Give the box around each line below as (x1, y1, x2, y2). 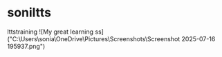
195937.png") (7, 42, 46, 50)
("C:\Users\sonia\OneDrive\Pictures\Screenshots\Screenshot (7, 34, 181, 43)
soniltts (7, 5, 52, 21)
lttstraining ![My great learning (7, 27, 94, 36)
